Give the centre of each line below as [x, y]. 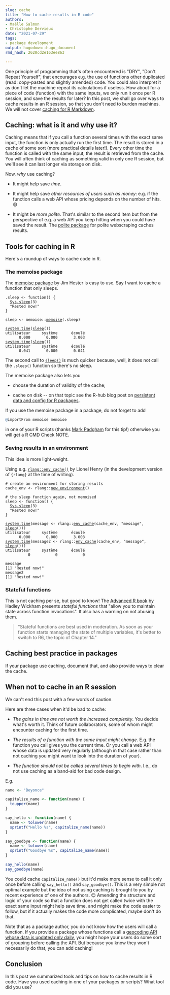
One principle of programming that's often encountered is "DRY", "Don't [80, 71]
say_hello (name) [22, 865]
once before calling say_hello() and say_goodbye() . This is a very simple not [85, 884]
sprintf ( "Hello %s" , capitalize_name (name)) [58, 827]
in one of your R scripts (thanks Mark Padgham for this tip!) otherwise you [82, 429]
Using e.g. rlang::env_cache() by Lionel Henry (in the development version [84, 469]
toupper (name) [25, 804]
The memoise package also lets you [43, 376]
